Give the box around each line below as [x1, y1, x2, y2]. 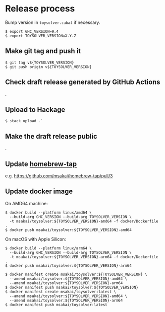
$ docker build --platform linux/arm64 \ [5, 245, 92, 251]
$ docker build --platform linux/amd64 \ [5, 210, 92, 215]
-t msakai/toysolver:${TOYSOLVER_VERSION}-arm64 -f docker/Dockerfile [9, 254, 159, 259]
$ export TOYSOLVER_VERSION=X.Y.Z [5, 33, 77, 38]
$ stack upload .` [5, 119, 43, 124]
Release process [5, 3, 75, 14]
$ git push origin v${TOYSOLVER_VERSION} [5, 64, 92, 70]
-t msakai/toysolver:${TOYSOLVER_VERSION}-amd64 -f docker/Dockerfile [9, 219, 159, 224]
